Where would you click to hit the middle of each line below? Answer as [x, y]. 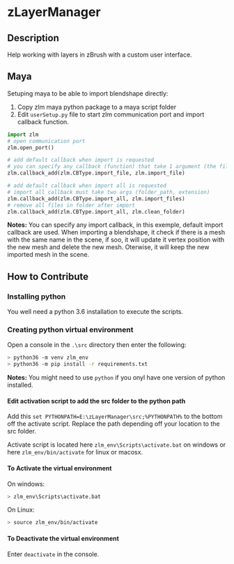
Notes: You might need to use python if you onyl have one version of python [116, 378]
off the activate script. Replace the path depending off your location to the [114, 424]
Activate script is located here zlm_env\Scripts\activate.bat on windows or [117, 445]
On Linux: [21, 510]
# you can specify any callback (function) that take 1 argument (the [112, 167]
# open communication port [46, 141]
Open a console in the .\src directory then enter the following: [97, 345]
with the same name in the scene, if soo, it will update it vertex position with [116, 240]
